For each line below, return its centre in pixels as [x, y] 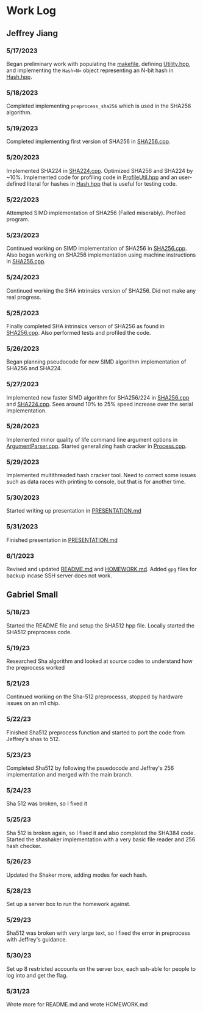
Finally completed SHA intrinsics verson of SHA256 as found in [85, 326]
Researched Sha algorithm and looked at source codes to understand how [100, 661]
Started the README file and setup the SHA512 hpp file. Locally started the [101, 625]
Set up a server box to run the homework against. [69, 904]
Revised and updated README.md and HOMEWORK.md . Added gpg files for [101, 569]
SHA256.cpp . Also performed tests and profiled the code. [79, 332]
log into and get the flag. [37, 975]
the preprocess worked [36, 668]
